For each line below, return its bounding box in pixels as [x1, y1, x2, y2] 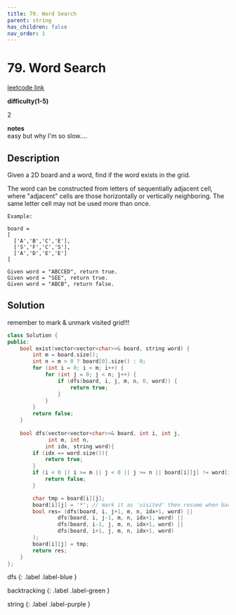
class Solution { [7, 332, 58, 339]
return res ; [32, 547, 68, 554]
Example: [7, 213, 33, 220]
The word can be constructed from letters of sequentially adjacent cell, [7, 184, 213, 193]
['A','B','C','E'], [13, 238, 71, 245]
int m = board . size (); [32, 351, 99, 358]
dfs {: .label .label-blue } [7, 573, 77, 581]
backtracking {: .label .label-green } [7, 586, 110, 595]
